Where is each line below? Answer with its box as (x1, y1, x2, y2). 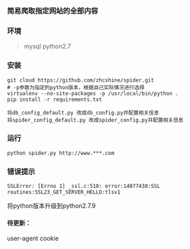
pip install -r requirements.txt (7, 96, 103, 103)
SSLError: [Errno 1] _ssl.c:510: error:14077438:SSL (7, 183, 161, 190)
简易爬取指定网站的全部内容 (7, 5, 98, 15)
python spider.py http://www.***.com (7, 150, 115, 156)
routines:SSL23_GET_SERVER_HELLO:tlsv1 (7, 189, 121, 196)
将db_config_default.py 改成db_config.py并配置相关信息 (7, 109, 159, 116)
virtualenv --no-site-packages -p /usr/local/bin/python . (7, 90, 179, 97)
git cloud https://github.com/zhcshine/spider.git (7, 77, 154, 84)
